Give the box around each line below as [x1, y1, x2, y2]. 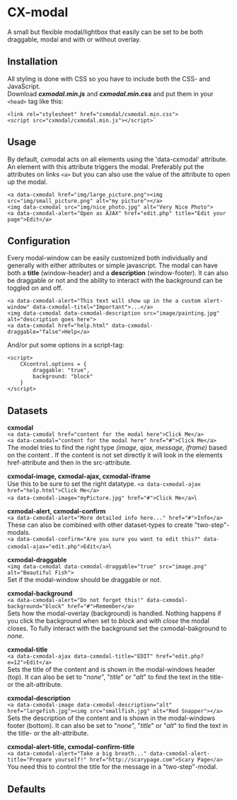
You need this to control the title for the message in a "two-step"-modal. [7, 763, 218, 771]
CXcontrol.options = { [20, 361, 87, 368]
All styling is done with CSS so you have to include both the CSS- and [7, 74, 211, 83]
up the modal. [7, 178, 48, 186]
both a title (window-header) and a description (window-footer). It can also [7, 269, 229, 277]
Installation [7, 56, 58, 68]
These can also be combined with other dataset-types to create [7, 521, 193, 529]
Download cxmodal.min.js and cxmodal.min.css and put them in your [7, 89, 214, 98]
